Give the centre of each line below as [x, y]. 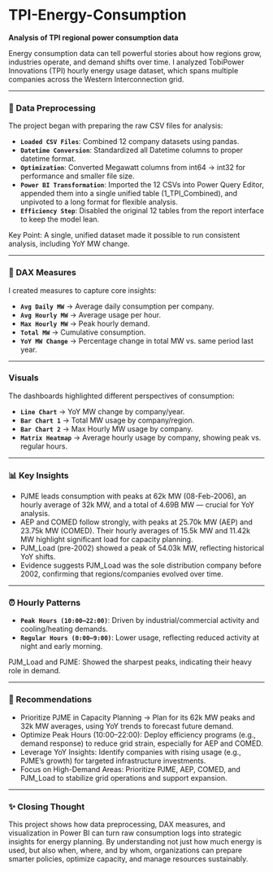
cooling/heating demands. [64, 629]
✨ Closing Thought [47, 806]
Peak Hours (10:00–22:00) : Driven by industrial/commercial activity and [140, 620]
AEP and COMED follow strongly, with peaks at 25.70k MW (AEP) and [136, 522]
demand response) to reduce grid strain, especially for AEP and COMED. [141, 743]
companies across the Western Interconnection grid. [96, 79]
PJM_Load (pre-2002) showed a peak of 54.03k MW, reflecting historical [142, 548]
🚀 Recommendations [50, 699]
